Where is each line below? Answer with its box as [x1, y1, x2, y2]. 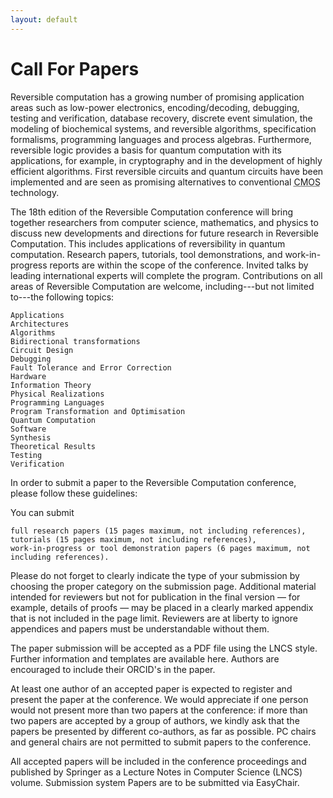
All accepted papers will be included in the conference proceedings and [10, 755, 307, 767]
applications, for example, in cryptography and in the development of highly [10, 154, 323, 166]
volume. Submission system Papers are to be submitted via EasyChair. [10, 776, 300, 788]
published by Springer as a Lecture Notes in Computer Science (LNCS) [10, 766, 303, 778]
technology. [10, 186, 60, 198]
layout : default [10, 14, 78, 25]
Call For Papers [10, 57, 140, 80]
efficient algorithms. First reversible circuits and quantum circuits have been [10, 165, 324, 177]
